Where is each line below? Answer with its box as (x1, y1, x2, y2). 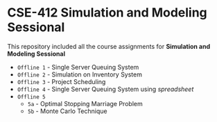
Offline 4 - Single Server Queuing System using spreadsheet (17, 85, 194, 93)
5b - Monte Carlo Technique (27, 107, 107, 115)
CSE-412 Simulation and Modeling (7, 5, 208, 21)
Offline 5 (17, 93, 46, 101)
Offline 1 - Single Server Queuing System (17, 63, 139, 71)
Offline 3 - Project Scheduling (17, 77, 106, 85)
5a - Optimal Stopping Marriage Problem (27, 99, 144, 108)
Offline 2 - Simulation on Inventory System (17, 70, 142, 79)
